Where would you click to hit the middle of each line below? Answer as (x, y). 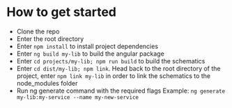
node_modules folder (47, 83)
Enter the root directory (50, 38)
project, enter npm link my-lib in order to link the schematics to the (113, 76)
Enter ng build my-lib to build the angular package (90, 54)
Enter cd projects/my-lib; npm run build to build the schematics (111, 61)
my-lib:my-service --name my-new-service (77, 97)
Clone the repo (38, 31)
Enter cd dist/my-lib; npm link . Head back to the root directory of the (118, 68)
